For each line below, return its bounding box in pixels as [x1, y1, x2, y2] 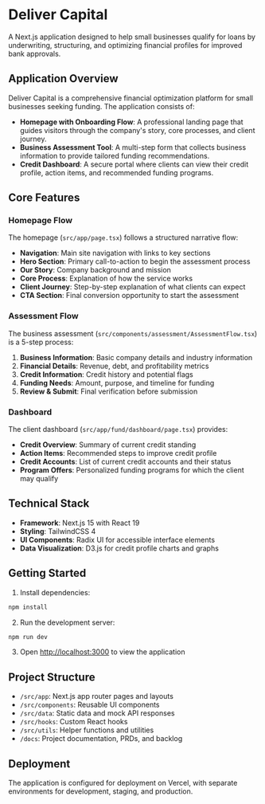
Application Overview [8, 72, 119, 85]
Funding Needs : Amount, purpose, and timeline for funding [19, 378, 215, 387]
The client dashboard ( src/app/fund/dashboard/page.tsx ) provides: [8, 425, 228, 434]
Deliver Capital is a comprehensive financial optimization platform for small [8, 93, 253, 103]
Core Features [8, 191, 80, 205]
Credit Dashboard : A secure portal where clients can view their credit [19, 159, 249, 169]
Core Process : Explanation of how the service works [19, 273, 193, 284]
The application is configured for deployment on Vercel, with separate [8, 779, 238, 788]
